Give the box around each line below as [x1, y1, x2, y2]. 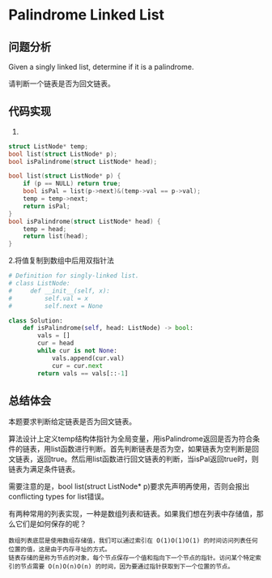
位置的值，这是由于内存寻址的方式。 [8, 546, 112, 554]
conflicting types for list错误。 [8, 492, 109, 502]
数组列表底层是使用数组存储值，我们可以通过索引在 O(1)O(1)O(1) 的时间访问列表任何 [8, 537, 258, 545]
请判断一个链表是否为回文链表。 [8, 79, 115, 88]
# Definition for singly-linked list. [8, 272, 139, 280]
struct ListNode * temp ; [8, 142, 89, 151]
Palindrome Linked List [8, 6, 164, 24]
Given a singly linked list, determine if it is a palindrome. [8, 62, 194, 71]
